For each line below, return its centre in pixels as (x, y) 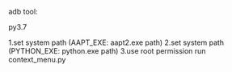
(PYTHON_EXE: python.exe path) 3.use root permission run (107, 51)
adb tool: (23, 12)
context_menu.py (37, 60)
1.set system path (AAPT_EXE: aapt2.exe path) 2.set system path (116, 42)
